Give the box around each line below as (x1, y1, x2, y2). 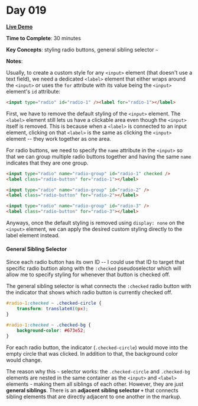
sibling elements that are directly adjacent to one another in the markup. (6, 393, 182, 400)
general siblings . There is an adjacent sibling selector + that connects (6, 386, 178, 394)
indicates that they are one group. (6, 159, 89, 166)
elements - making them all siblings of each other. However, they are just (6, 380, 184, 388)
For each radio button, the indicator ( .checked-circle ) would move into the (6, 344, 188, 351)
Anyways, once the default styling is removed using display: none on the (6, 220, 185, 227)
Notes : (6, 57, 23, 65)
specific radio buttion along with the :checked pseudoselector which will (6, 265, 181, 272)
